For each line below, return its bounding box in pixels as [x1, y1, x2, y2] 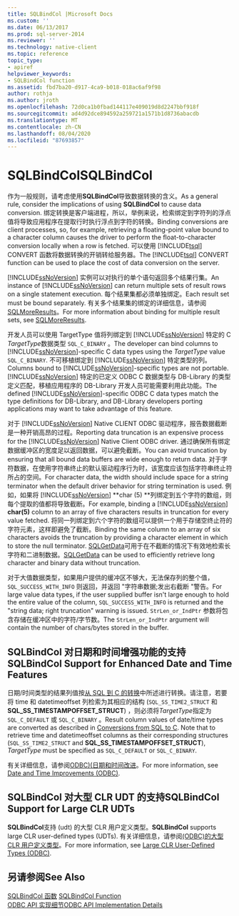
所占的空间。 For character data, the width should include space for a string [7, 473, 228, 482]
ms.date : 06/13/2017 [7, 24, 69, 31]
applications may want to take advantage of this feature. [7, 404, 173, 413]
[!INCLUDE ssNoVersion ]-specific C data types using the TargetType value [7, 347, 226, 356]
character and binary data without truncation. [7, 559, 141, 567]
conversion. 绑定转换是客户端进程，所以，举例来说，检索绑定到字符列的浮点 [7, 209, 231, 217]
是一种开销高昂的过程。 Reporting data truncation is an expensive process [7, 428, 224, 437]
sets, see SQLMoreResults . [7, 316, 87, 324]
